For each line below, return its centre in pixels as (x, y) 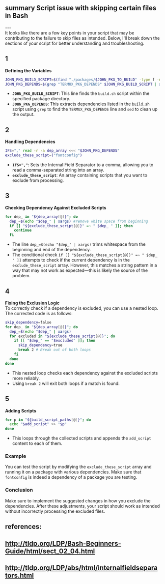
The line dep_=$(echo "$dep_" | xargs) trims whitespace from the (79, 244)
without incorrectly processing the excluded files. (55, 511)
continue (23, 231)
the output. (23, 115)
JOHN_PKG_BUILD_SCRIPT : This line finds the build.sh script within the (81, 93)
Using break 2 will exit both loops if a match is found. (66, 383)
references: (23, 527)
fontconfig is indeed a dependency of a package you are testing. (71, 477)
